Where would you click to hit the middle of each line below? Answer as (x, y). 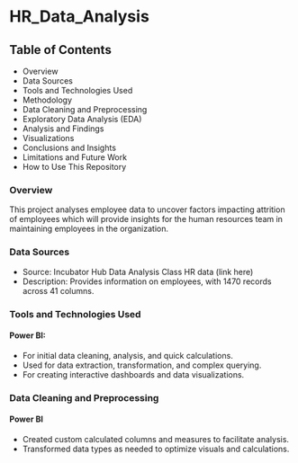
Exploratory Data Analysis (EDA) (82, 119)
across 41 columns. (58, 290)
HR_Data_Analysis (80, 17)
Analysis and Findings (63, 129)
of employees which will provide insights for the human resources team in (146, 219)
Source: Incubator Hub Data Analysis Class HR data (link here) (138, 272)
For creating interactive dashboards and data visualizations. (133, 374)
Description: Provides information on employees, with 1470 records (147, 281)
